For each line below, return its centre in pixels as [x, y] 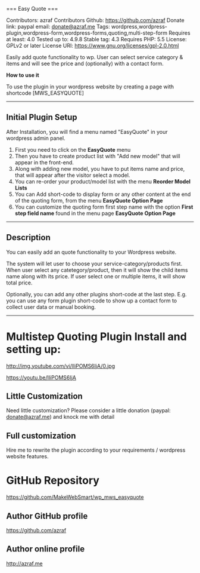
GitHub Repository [53, 481]
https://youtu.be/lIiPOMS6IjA [41, 377]
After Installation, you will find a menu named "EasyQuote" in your [87, 131]
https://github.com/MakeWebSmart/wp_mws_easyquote [75, 497]
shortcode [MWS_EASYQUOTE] [45, 93]
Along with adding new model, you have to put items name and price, [100, 168]
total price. [19, 283]
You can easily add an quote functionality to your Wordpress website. [91, 252]
